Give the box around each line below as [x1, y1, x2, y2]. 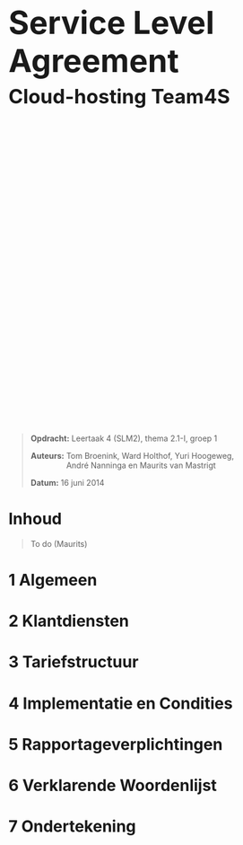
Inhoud [8, 509, 62, 529]
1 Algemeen [8, 570, 98, 591]
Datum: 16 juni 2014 [30, 477, 105, 488]
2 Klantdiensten [8, 611, 129, 631]
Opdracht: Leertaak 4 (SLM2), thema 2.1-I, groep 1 [30, 433, 218, 444]
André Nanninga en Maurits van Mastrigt [65, 460, 216, 471]
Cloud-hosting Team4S [8, 84, 230, 109]
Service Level [8, 4, 215, 43]
